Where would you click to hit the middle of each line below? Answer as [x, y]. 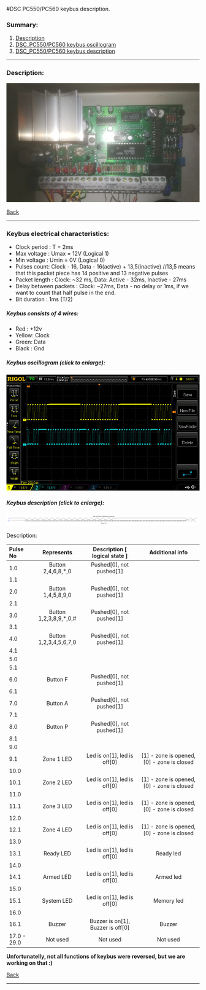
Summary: [22, 25]
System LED [57, 900]
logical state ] [110, 556]
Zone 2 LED [57, 782]
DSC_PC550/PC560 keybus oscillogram [66, 45]
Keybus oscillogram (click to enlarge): [56, 363]
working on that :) [30, 963]
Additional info [169, 552]
